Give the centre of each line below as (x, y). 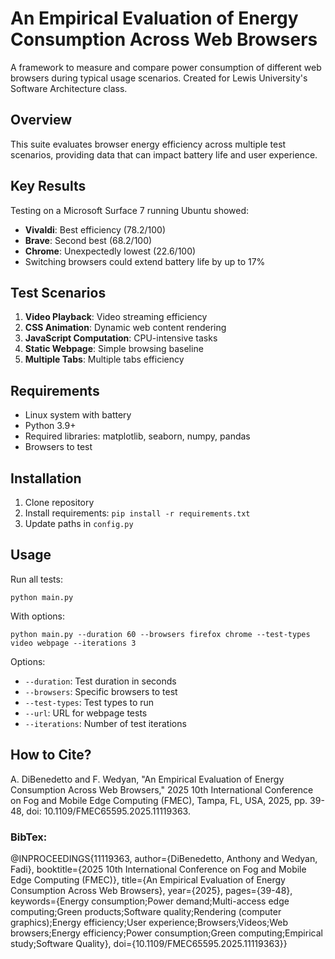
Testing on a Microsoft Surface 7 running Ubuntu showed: (130, 210)
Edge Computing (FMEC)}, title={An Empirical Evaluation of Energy (148, 879)
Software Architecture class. (69, 88)
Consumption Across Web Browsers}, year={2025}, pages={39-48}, (151, 890)
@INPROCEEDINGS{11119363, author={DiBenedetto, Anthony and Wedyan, (164, 858)
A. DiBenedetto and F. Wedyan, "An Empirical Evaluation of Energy (147, 779)
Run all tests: (36, 579)
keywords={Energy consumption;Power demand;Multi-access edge (150, 901)
